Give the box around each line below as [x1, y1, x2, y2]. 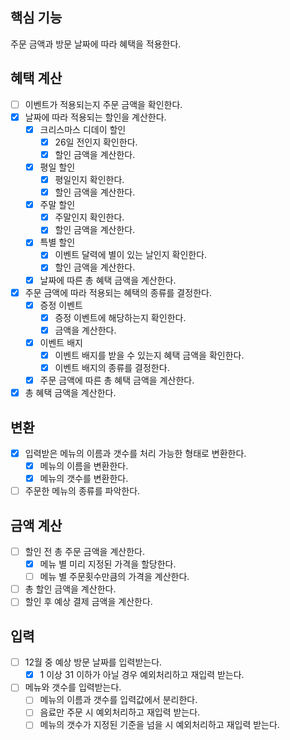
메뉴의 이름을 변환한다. [39, 460, 129, 472]
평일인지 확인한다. [54, 174, 125, 185]
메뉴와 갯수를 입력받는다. [24, 681, 122, 693]
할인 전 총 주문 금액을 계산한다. [24, 546, 145, 557]
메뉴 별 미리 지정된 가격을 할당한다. [39, 558, 177, 570]
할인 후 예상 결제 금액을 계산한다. [24, 596, 153, 608]
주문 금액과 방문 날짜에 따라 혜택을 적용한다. [10, 38, 182, 50]
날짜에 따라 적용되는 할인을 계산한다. [24, 111, 167, 123]
